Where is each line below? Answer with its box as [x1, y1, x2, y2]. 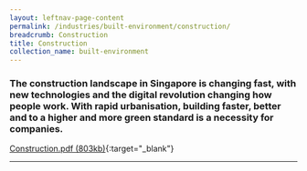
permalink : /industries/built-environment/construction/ [9, 22, 231, 31]
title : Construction [9, 38, 89, 48]
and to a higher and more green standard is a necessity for [9, 111, 274, 124]
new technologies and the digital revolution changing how [9, 88, 272, 101]
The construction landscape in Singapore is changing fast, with [9, 77, 297, 90]
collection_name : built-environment [9, 47, 149, 56]
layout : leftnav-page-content [9, 13, 125, 23]
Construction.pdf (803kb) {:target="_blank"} [9, 143, 175, 155]
